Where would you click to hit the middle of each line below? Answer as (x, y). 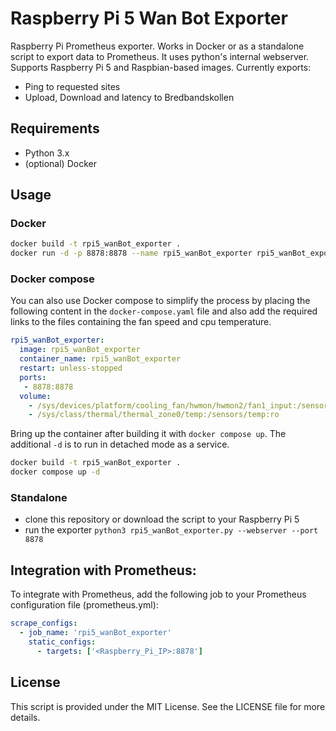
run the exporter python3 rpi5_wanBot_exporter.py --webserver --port (171, 530)
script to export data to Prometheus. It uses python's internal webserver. (160, 56)
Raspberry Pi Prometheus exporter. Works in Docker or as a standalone (157, 46)
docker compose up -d (55, 472)
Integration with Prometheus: (103, 570)
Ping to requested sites (72, 86)
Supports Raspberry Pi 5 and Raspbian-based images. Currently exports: (161, 67)
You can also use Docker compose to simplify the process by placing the (160, 301)
